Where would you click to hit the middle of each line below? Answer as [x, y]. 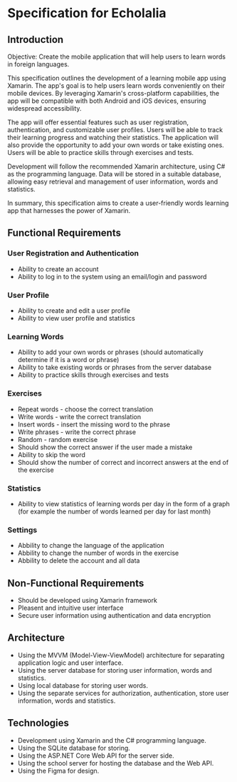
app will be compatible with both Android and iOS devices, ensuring [107, 101]
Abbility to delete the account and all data [79, 561]
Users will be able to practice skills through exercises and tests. [101, 152]
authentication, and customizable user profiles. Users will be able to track [115, 130]
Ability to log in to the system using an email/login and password [112, 276]
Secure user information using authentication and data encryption [114, 615]
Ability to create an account [58, 269]
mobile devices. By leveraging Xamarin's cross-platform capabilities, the [113, 93]
